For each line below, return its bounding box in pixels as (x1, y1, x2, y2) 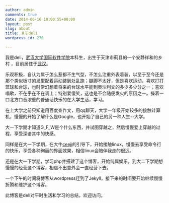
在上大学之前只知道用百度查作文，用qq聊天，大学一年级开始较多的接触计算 (5, 107, 161, 113)
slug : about (5, 26, 30, 31)
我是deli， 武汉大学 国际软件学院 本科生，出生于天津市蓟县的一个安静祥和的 (5, 54, 158, 60)
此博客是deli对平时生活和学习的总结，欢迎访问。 (5, 192, 106, 198)
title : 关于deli (5, 31, 38, 36)
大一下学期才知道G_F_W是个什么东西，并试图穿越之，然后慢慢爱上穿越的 (5, 124, 156, 130)
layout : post (5, 21, 33, 27)
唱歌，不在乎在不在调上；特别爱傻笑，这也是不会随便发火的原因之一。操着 (5, 90, 159, 96)
